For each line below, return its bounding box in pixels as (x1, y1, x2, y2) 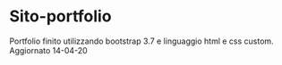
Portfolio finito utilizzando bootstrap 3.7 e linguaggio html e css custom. (9, 36, 275, 46)
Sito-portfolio (9, 6, 112, 27)
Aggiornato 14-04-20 (9, 45, 88, 55)
